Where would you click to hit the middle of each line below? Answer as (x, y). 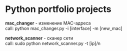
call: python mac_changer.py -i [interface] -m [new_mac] (64, 28)
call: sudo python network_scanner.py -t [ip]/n (53, 43)
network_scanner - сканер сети (39, 38)
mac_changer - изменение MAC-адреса (48, 23)
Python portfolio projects (58, 9)
